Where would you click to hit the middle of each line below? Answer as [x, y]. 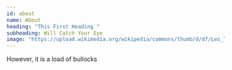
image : [16, 40]
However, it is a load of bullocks [52, 59]
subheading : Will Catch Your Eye [55, 33]
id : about [21, 14]
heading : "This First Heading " [53, 26]
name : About [24, 20]
